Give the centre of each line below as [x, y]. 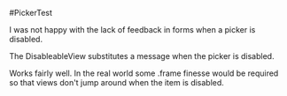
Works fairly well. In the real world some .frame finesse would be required [144, 73]
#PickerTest [31, 13]
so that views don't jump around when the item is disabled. [116, 82]
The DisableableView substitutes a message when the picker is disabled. [142, 56]
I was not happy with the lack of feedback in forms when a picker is [132, 30]
